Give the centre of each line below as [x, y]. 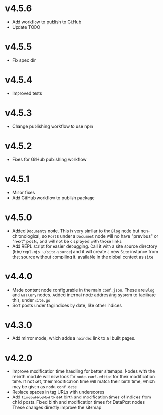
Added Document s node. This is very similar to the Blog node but [76, 231]
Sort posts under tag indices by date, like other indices [67, 305]
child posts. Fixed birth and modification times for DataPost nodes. [79, 402]
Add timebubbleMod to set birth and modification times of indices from [82, 397]
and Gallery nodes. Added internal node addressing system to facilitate [84, 295]
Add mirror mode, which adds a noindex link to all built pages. [74, 338]
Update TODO [26, 27]
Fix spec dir [24, 60]
